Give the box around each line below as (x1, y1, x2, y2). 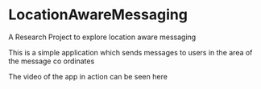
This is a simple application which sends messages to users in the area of (8, 47, 253, 57)
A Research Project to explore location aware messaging (8, 32, 197, 42)
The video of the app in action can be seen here (8, 71, 168, 81)
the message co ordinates (8, 56, 95, 66)
